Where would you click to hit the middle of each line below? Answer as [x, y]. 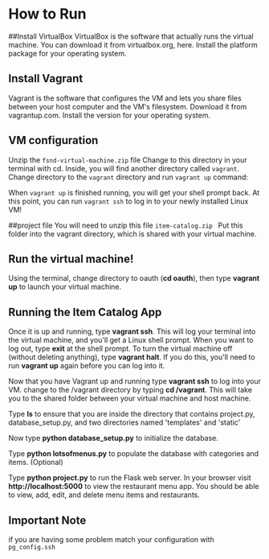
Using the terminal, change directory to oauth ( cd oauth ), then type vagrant [134, 278]
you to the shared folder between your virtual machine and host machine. [130, 398]
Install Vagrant [46, 78]
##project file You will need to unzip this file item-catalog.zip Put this [126, 225]
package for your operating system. [67, 53]
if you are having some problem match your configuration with [111, 539]
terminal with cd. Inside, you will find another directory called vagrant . [124, 168]
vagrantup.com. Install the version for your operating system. [110, 115]
